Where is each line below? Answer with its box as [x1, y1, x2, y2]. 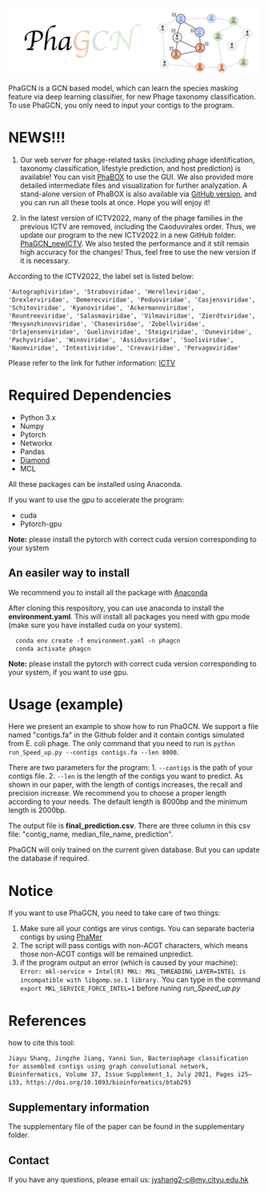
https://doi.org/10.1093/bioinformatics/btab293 [26, 1079, 192, 1087]
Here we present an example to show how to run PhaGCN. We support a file [8, 722, 258, 732]
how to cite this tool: [8, 1038, 75, 1048]
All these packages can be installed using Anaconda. [8, 479, 182, 489]
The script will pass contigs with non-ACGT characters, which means [19, 941, 248, 951]
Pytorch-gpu [19, 519, 62, 529]
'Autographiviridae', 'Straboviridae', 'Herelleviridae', [8, 287, 206, 296]
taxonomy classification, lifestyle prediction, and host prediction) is [19, 163, 242, 173]
